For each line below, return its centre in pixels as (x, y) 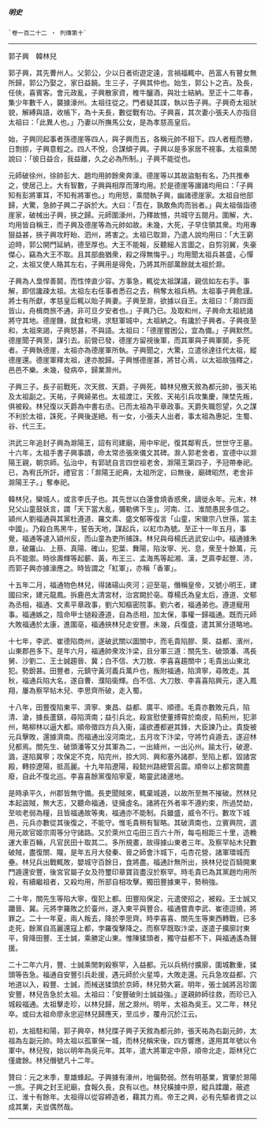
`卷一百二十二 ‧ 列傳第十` (48, 33)
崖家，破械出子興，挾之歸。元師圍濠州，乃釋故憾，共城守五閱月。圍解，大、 (132, 215)
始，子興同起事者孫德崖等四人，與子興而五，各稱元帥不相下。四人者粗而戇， (132, 139)
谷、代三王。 (29, 425)
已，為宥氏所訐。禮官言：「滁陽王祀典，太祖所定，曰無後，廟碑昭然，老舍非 (131, 472)
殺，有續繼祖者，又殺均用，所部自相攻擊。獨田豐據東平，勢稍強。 (115, 882)
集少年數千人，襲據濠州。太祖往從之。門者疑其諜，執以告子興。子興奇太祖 (129, 102)
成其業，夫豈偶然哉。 (43, 1106)
